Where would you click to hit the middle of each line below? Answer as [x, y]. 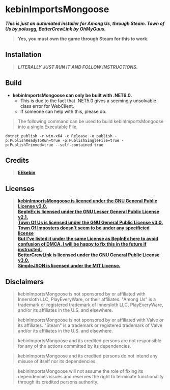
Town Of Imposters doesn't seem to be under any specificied [84, 228]
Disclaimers [25, 281]
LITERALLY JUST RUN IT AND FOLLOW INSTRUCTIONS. [78, 67]
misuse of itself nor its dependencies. [57, 361]
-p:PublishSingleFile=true [91, 140]
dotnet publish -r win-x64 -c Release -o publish [59, 136]
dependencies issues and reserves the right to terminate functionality [91, 377]
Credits [17, 160]
